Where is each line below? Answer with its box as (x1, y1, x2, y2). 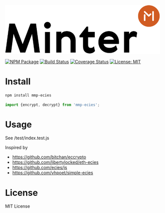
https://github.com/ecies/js (12, 165, 67, 171)
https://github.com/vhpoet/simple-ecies (12, 170, 93, 176)
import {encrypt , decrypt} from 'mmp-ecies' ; (5, 102, 100, 107)
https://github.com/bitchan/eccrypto (12, 154, 86, 160)
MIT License (5, 203, 30, 209)
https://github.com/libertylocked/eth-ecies (12, 159, 99, 165)
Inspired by (5, 145, 28, 151)
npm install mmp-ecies (5, 92, 52, 98)
